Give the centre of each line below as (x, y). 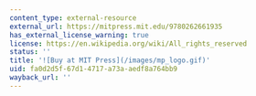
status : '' (30, 52)
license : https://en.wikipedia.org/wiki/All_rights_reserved (128, 43)
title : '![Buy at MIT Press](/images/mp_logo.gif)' (110, 60)
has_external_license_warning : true (79, 35)
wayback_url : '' (40, 78)
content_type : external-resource (73, 18)
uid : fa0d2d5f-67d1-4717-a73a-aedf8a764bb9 (94, 69)
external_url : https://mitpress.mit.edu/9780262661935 (116, 27)
